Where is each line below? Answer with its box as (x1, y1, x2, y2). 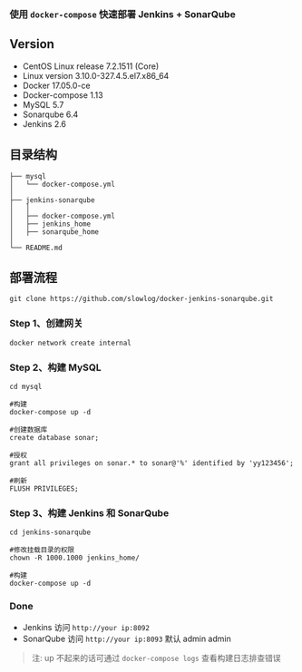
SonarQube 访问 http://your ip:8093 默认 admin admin (22, 633, 231, 644)
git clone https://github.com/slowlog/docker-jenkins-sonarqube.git (9, 295, 274, 304)
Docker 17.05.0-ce (22, 80, 91, 91)
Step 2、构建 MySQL (9, 361, 102, 374)
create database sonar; (9, 433, 100, 442)
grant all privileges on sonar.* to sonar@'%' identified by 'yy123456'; (9, 458, 295, 468)
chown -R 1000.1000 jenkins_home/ (9, 553, 141, 563)
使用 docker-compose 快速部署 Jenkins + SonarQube (9, 7, 236, 20)
